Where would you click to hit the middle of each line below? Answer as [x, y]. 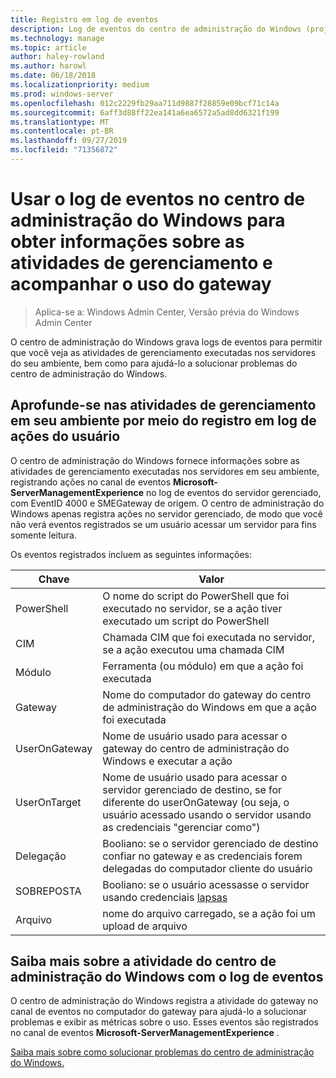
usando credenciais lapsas [165, 897]
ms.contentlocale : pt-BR [62, 131]
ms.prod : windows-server [62, 94]
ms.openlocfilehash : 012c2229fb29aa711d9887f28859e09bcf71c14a [145, 103]
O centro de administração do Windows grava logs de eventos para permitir [166, 342]
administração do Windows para [148, 220]
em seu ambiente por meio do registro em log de [163, 421]
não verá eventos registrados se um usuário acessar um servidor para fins [163, 524]
